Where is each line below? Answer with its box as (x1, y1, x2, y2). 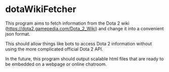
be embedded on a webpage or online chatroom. (5, 61, 107, 67)
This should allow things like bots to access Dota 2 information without (5, 40, 152, 46)
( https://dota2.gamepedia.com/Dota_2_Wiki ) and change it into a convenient (5, 25, 164, 31)
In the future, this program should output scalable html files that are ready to (5, 55, 164, 61)
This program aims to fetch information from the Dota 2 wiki (5, 20, 130, 26)
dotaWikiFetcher (5, 4, 77, 15)
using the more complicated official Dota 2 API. (5, 46, 103, 52)
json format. (5, 31, 30, 37)
